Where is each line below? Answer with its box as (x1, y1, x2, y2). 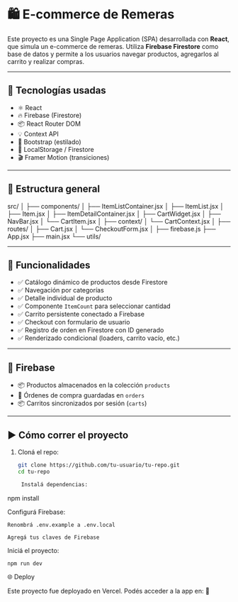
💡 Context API (17, 129, 59, 138)
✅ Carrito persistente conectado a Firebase (17, 310, 145, 319)
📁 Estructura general (7, 183, 101, 195)
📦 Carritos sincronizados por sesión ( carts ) (17, 399, 147, 407)
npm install (7, 493, 40, 502)
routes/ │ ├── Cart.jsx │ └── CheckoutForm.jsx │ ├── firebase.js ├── (7, 224, 216, 233)
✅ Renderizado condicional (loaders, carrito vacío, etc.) (17, 334, 181, 342)
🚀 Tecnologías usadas (7, 84, 106, 97)
